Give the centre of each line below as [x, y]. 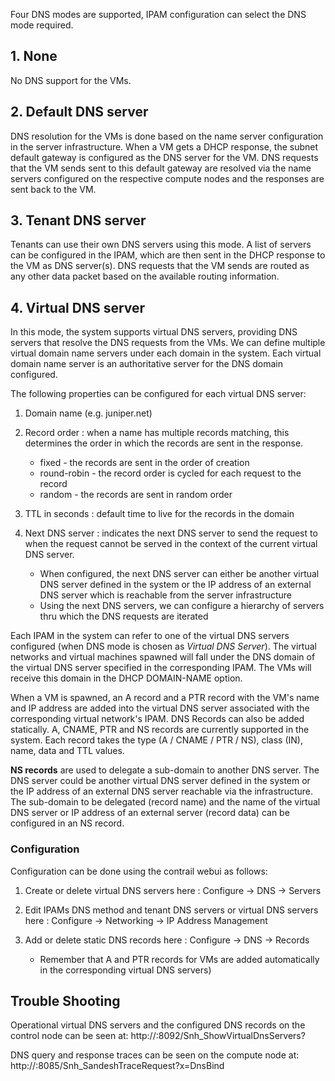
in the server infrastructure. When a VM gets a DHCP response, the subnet [164, 146]
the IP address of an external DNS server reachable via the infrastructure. [161, 791]
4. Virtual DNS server [78, 307]
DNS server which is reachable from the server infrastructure [165, 595]
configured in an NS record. [67, 823]
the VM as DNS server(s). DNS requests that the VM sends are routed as [160, 266]
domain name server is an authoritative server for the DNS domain [147, 364]
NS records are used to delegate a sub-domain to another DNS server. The [165, 770]
